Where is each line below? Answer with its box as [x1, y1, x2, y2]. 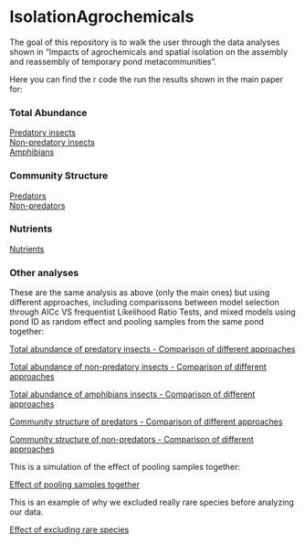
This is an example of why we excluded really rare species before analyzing [9, 496, 295, 508]
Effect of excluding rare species [9, 524, 130, 536]
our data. [9, 507, 44, 517]
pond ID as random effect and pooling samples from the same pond [9, 316, 265, 327]
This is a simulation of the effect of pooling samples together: [9, 462, 240, 473]
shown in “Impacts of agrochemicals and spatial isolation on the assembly [9, 46, 289, 57]
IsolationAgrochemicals [9, 6, 195, 27]
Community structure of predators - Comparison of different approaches [9, 416, 283, 427]
